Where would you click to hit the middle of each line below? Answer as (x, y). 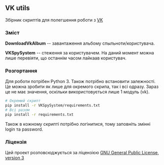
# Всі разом (17, 110)
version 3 (15, 158)
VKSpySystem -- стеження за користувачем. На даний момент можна (80, 53)
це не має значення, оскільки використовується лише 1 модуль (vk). (77, 92)
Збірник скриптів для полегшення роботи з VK (54, 20)
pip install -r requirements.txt (39, 115)
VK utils (17, 8)
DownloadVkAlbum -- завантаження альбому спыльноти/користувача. (80, 43)
